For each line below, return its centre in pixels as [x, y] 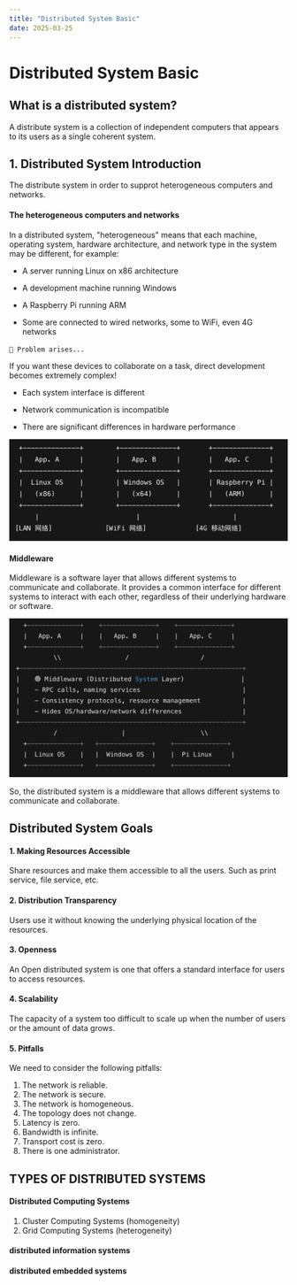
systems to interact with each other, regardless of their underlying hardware [148, 596]
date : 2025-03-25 [41, 28]
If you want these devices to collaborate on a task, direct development [137, 365]
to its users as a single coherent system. [83, 136]
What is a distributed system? [93, 106]
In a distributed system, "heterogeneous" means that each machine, [133, 235]
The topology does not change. [79, 1113]
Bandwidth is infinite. [60, 1132]
